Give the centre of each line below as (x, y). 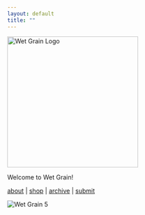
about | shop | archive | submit (51, 191)
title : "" (22, 20)
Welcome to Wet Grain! (40, 177)
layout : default (31, 14)
